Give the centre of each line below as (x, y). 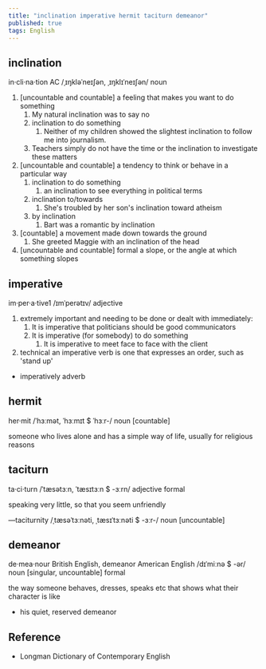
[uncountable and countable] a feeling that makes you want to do (127, 97)
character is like (35, 596)
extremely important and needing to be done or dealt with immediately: (136, 319)
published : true (35, 23)
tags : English (32, 30)
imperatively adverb (53, 376)
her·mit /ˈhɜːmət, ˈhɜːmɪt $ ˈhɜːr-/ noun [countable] (89, 421)
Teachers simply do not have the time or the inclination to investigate (145, 148)
